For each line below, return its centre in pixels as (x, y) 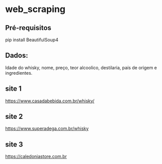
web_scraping (35, 9)
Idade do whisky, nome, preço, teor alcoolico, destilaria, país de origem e (81, 67)
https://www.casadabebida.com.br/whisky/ (50, 101)
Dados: (17, 55)
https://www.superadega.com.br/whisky (47, 128)
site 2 (14, 117)
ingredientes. (19, 73)
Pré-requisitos (28, 28)
